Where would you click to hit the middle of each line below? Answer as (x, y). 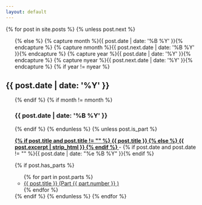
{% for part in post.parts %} (58, 177)
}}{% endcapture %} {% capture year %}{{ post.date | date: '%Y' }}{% (103, 54)
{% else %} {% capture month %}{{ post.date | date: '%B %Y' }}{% (99, 41)
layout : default (26, 12)
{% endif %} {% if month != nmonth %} (63, 100)
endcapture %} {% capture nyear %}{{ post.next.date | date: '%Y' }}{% (104, 60)
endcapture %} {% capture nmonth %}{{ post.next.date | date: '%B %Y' (104, 47)
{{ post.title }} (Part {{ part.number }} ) (71, 183)
